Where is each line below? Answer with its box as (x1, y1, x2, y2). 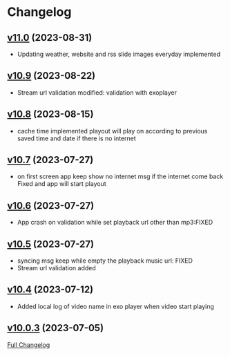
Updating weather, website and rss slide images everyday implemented (17, 50, 221, 58)
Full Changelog (7, 340, 50, 349)
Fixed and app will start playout (17, 180, 106, 188)
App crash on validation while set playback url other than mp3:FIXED (17, 218, 213, 227)
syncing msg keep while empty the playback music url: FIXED (17, 256, 193, 265)
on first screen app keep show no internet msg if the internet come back (17, 172, 224, 180)
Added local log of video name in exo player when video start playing (17, 302, 214, 310)
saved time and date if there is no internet (17, 134, 136, 142)
